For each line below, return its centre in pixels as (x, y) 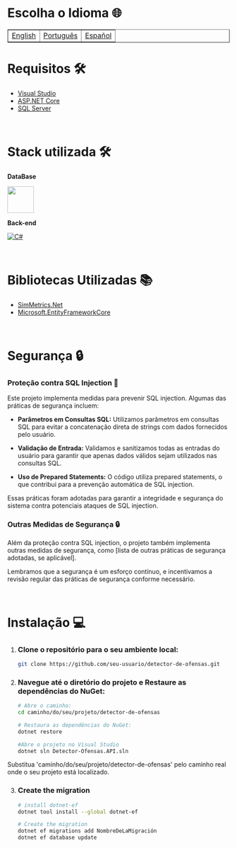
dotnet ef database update (57, 838)
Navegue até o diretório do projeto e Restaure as (102, 682)
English (24, 35)
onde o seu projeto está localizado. (58, 772)
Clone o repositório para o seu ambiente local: (98, 649)
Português (61, 35)
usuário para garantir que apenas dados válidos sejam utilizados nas (117, 456)
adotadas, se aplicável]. (42, 558)
